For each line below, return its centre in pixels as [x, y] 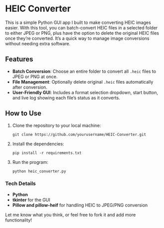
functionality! [19, 220]
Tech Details [21, 184]
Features [19, 59]
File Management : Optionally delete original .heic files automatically [83, 82]
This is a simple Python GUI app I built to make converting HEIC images [78, 22]
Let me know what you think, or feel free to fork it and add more [70, 215]
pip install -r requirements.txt [47, 153]
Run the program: [30, 162]
